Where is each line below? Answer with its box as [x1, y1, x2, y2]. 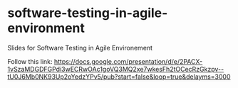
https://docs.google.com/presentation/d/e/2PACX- [53, 57, 203, 65]
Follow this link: [7, 57, 53, 65]
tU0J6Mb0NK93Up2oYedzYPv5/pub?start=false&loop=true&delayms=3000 [7, 72, 231, 81]
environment [7, 20, 86, 36]
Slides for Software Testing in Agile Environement [7, 43, 153, 52]
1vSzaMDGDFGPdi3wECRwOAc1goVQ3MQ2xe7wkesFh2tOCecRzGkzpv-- [7, 65, 224, 73]
